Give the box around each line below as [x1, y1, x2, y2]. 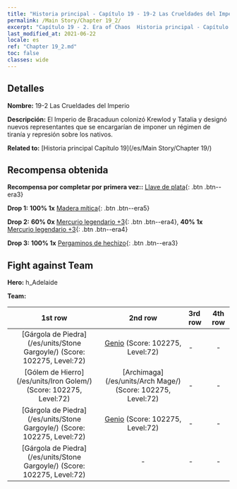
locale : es [7, 37, 39, 44]
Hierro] [61, 367, 85, 377]
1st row [41, 313, 68, 323]
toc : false [7, 50, 39, 57]
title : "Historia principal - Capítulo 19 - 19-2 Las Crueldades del [7, 10, 217, 18]
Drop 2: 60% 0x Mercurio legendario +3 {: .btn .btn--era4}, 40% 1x [7, 218, 203, 226]
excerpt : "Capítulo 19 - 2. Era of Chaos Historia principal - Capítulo [7, 23, 229, 30]
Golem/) [65, 376, 93, 386]
